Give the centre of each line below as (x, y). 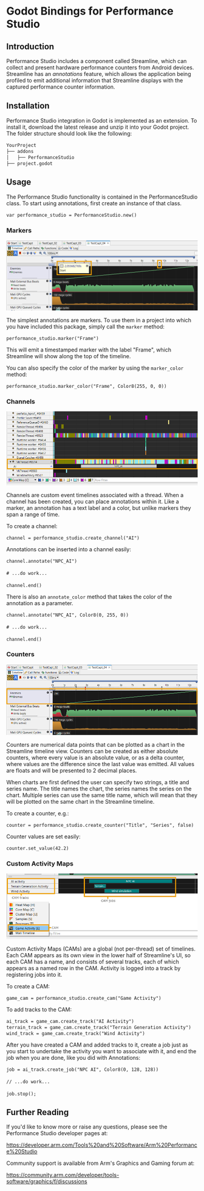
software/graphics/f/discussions (47, 1181)
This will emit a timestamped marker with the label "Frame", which (89, 350)
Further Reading (38, 1112)
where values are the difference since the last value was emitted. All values (100, 764)
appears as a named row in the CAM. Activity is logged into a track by (93, 968)
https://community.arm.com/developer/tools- (63, 1175)
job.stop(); (21, 1094)
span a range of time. (33, 514)
